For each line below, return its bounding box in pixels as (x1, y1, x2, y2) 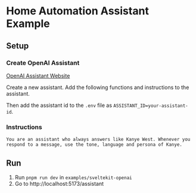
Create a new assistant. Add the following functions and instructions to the (6, 84, 189, 91)
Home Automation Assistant (6, 4, 149, 18)
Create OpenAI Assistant (6, 59, 80, 67)
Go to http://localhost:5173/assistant (14, 180, 104, 187)
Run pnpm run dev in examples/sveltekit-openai (14, 173, 132, 180)
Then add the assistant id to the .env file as (6, 102, 112, 109)
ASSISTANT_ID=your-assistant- (113, 103, 189, 109)
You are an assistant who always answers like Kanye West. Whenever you (6, 136, 191, 143)
